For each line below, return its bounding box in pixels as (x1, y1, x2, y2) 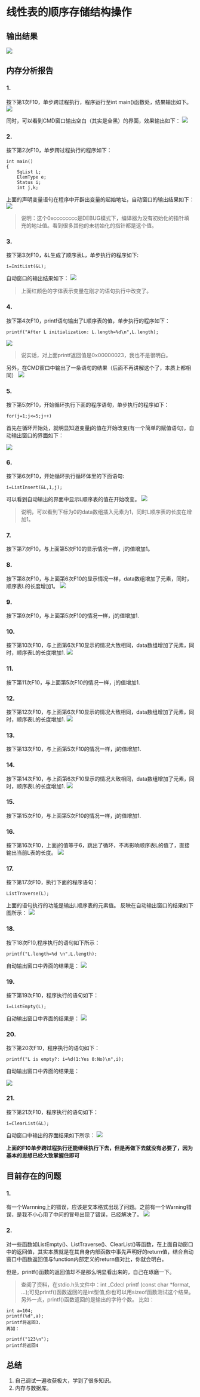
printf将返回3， (6, 1319, 43, 1325)
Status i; (17, 179, 42, 185)
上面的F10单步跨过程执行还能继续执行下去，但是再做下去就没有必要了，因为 (6, 1144, 193, 1152)
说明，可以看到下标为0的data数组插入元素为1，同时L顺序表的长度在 (20, 508, 187, 515)
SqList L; (17, 168, 42, 175)
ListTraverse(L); (6, 891, 50, 896)
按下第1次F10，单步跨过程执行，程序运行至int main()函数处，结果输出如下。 (6, 98, 192, 105)
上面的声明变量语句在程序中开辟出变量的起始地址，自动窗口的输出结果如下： (6, 195, 195, 203)
